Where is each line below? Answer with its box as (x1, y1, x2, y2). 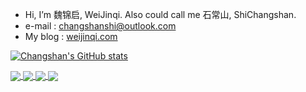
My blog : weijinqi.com (24, 31, 118, 42)
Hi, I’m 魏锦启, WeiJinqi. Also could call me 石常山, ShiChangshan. (24, 9, 297, 20)
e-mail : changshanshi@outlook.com (24, 20, 177, 32)
